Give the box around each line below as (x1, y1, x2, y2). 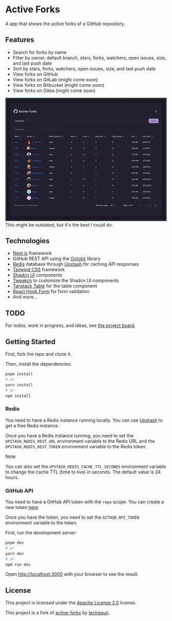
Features (5, 35, 34, 44)
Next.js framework (12, 250, 52, 257)
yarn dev (5, 551, 24, 556)
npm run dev (5, 562, 31, 567)
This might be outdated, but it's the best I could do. (5, 222, 114, 228)
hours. (5, 474, 19, 480)
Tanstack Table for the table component (12, 283, 97, 289)
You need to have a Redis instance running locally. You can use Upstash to (5, 417, 163, 423)
